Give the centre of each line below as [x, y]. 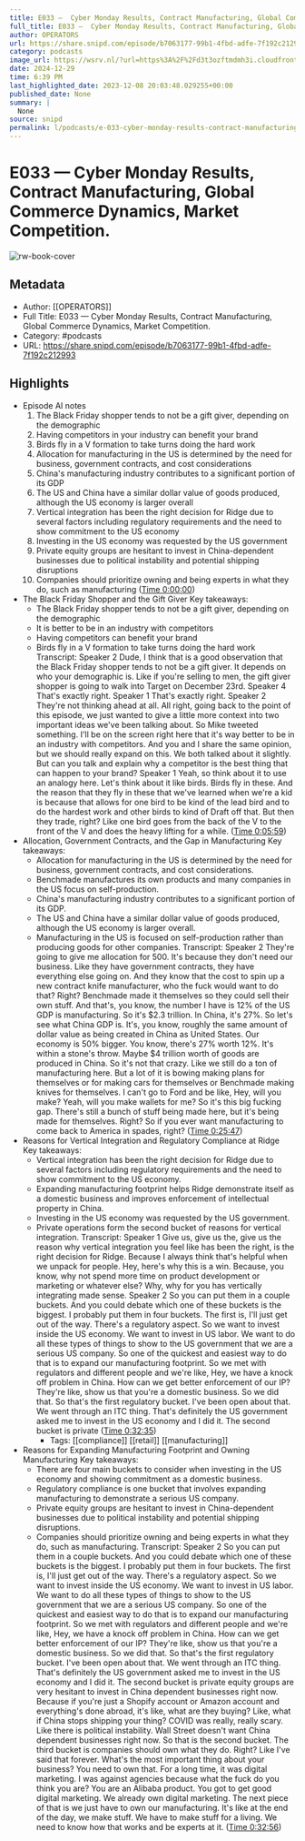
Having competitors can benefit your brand [117, 637]
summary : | [30, 102]
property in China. [70, 1208]
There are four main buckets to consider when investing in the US [159, 1469]
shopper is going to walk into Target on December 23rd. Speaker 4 [161, 686]
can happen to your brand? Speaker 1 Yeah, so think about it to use [162, 773]
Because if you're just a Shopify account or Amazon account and [157, 1701]
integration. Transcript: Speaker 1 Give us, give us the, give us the [158, 1237]
